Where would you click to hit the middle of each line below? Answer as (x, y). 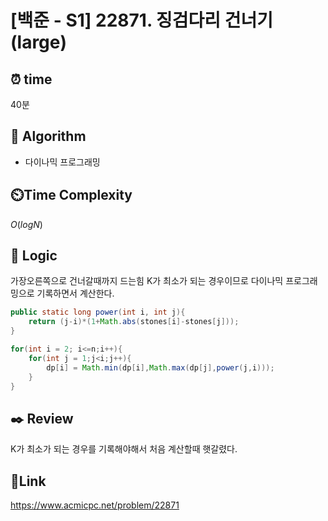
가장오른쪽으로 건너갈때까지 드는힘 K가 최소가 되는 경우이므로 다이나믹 (147, 281)
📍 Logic (34, 256)
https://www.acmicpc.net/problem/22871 (95, 505)
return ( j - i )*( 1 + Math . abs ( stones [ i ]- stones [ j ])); (134, 322)
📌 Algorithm (48, 136)
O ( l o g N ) (26, 224)
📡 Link (28, 481)
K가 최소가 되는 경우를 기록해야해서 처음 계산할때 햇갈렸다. (124, 449)
